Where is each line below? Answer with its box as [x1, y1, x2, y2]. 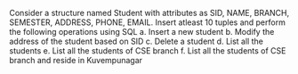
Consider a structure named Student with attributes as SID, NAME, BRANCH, [9, 8, 290, 18]
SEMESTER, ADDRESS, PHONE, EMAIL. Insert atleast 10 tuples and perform [9, 17, 286, 28]
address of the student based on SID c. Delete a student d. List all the [9, 36, 264, 46]
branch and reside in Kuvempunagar [9, 55, 143, 65]
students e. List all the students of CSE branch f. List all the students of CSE [9, 45, 286, 56]
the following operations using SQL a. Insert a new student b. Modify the [9, 27, 275, 37]
